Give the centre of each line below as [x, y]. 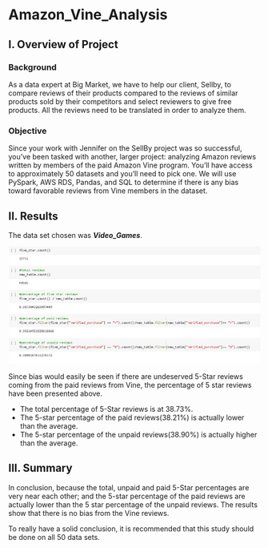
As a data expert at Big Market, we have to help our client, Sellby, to [120, 84]
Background [33, 67]
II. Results [33, 216]
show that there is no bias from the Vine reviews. [89, 513]
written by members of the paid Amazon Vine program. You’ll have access [131, 165]
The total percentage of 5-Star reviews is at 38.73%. [106, 409]
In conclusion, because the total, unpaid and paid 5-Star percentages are [129, 487]
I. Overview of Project [63, 44]
